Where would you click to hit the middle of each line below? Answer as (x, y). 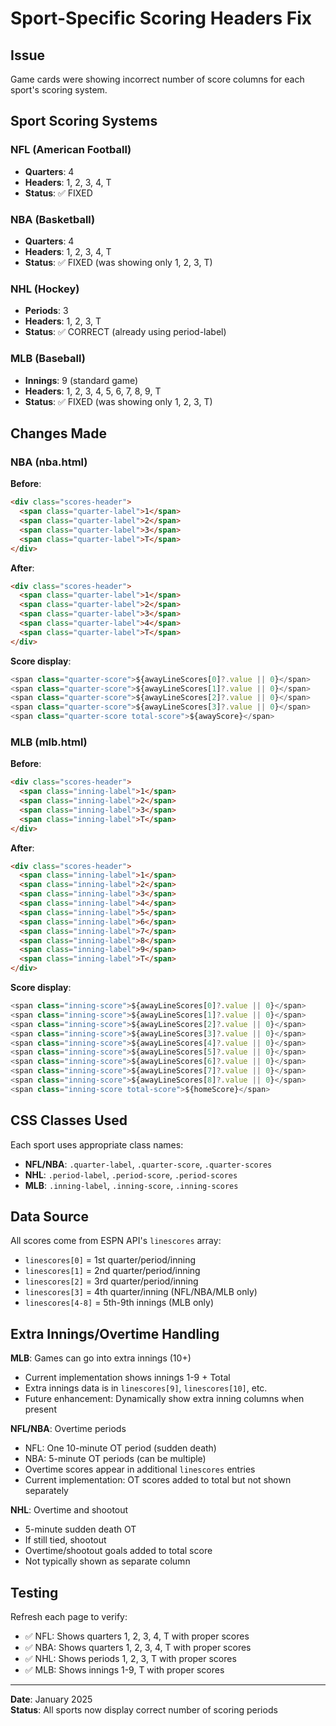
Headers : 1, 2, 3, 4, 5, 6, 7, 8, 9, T (93, 391)
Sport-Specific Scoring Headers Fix (161, 18)
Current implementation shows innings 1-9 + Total (127, 1378)
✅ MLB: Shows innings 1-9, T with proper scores (124, 1670)
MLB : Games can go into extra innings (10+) (101, 1358)
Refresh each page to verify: (69, 1617)
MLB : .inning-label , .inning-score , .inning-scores (131, 1185)
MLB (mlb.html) (49, 742)
